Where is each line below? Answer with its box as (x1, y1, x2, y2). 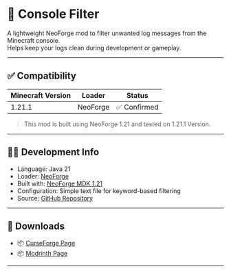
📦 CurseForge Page (16, 239, 76, 247)
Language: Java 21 (16, 165, 71, 173)
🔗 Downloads (7, 220, 65, 232)
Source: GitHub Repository (16, 194, 93, 202)
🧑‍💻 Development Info (7, 146, 100, 158)
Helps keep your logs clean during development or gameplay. (7, 43, 181, 52)
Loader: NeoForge (16, 172, 69, 180)
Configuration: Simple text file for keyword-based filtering (16, 186, 181, 195)
